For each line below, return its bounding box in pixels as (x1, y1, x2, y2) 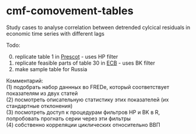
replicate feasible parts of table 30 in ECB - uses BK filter (14, 59, 155, 66)
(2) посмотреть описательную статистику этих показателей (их (6, 96, 169, 103)
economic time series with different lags (6, 30, 105, 37)
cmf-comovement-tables (6, 4, 134, 18)
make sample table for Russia (14, 65, 88, 72)
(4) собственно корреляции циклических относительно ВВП (6, 121, 161, 128)
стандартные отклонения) (6, 102, 73, 109)
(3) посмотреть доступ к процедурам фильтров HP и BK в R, (6, 109, 160, 116)
